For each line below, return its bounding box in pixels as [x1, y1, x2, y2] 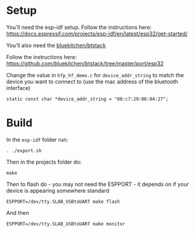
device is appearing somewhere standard [6, 187, 110, 194]
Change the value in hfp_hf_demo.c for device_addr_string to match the [6, 71, 184, 78]
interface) [6, 84, 31, 91]
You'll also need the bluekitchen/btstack [6, 42, 106, 49]
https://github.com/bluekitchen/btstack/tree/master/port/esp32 [6, 60, 164, 67]
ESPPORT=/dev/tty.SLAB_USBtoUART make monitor [6, 221, 126, 227]
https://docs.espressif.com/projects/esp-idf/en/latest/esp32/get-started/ [6, 30, 188, 37]
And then [6, 209, 29, 216]
